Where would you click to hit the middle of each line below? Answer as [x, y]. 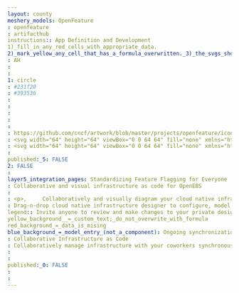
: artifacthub [28, 34]
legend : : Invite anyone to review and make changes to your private [111, 213]
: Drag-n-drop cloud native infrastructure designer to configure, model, [121, 206]
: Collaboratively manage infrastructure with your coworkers [101, 245]
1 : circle [22, 80]
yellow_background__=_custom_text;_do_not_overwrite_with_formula [108, 219]
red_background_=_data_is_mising [57, 225]
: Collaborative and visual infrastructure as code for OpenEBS [105, 186]
